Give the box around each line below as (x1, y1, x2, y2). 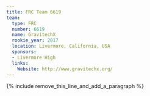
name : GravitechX (12, 32, 56, 38)
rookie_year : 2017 (12, 37, 59, 43)
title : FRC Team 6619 (6, 9, 62, 15)
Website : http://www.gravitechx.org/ (17, 65, 113, 72)
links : (12, 60, 29, 66)
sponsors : (12, 49, 37, 55)
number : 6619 (12, 26, 45, 32)
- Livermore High (12, 54, 56, 61)
